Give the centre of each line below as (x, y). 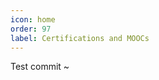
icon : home (33, 19)
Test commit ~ (40, 67)
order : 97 (31, 29)
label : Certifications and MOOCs (80, 38)
